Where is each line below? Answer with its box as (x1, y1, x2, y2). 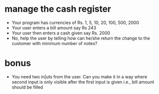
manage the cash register (4, 3, 111, 15)
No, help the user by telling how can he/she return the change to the (11, 35, 150, 41)
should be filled (11, 84, 43, 90)
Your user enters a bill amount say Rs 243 (11, 24, 97, 30)
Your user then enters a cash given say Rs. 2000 (11, 30, 110, 36)
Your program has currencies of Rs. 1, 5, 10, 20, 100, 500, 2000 (11, 20, 139, 25)
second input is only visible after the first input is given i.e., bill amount (11, 79, 154, 85)
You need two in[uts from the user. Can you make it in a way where (11, 73, 148, 79)
